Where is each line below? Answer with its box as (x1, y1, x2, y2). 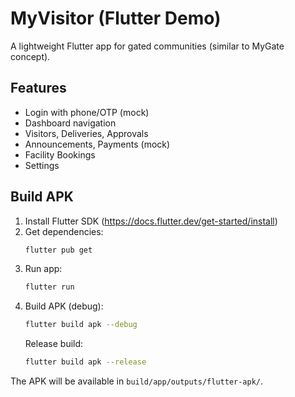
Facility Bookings (24, 148, 96, 161)
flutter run (24, 282, 75, 292)
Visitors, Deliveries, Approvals (24, 127, 149, 139)
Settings (24, 159, 60, 171)
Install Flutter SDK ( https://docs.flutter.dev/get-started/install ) (24, 215, 278, 227)
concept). (10, 50, 51, 62)
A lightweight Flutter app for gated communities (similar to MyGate (10, 40, 285, 52)
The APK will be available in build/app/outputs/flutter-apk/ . (10, 375, 264, 387)
